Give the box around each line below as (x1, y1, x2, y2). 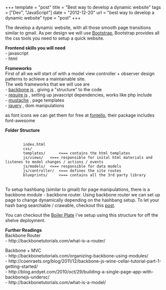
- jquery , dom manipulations (5, 103, 65, 108)
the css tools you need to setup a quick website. (5, 35, 105, 41)
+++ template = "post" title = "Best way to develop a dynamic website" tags (5, 5, 161, 10)
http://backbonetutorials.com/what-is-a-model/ (8, 279, 106, 285)
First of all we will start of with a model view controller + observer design (5, 71, 155, 77)
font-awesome (5, 118, 35, 123)
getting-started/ (5, 263, 38, 269)
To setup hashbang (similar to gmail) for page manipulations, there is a (5, 186, 150, 192)
